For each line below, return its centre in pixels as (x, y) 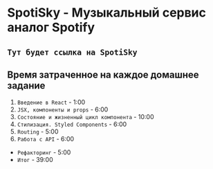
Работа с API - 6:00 (46, 139)
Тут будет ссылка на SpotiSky (72, 52)
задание (26, 86)
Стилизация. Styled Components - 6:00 (72, 124)
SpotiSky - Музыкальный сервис (106, 13)
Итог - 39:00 (35, 160)
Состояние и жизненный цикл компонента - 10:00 (85, 117)
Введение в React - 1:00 (51, 103)
